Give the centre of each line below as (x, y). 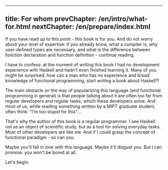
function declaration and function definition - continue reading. (70, 55)
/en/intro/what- (123, 19)
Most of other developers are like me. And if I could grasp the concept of (80, 132)
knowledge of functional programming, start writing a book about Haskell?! (82, 80)
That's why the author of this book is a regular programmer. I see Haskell (80, 121)
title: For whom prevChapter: (51, 19)
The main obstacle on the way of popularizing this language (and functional (83, 90)
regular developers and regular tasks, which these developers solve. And (80, 101)
